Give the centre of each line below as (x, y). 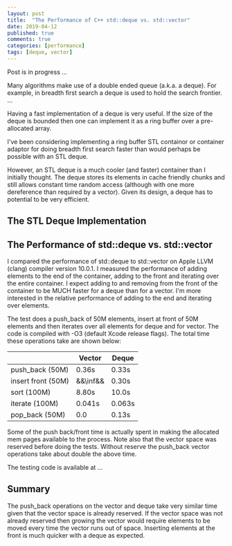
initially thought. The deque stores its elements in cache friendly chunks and (116, 177)
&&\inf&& (90, 381)
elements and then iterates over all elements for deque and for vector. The (113, 326)
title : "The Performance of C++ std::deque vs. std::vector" (99, 20)
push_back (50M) (40, 370)
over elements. (28, 306)
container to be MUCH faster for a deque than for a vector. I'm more (104, 291)
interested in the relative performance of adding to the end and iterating (110, 298)
